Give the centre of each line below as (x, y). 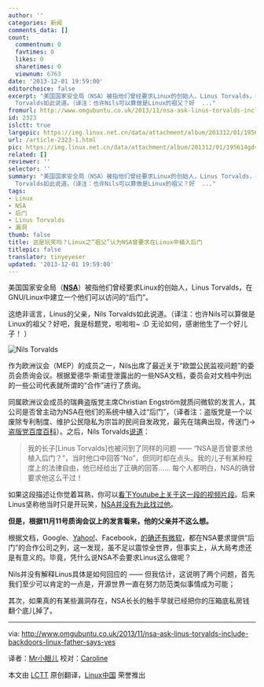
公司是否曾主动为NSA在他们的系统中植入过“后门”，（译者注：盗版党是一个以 (130, 412)
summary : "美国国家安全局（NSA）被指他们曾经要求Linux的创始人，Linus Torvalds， (132, 177)
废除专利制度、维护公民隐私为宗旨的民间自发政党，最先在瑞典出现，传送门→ (132, 422)
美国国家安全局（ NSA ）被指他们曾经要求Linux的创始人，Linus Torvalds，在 (130, 287)
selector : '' (29, 169)
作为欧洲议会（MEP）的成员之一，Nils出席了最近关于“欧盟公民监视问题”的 (128, 366)
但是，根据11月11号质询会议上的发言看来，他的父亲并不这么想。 (111, 521)
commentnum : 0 (38, 45)
